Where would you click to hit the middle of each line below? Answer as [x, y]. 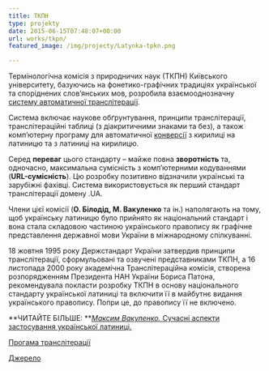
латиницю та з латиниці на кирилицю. [74, 143]
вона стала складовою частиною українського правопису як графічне [130, 227]
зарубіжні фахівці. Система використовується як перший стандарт [124, 185]
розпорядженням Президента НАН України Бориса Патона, [112, 277]
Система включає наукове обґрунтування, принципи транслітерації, [127, 117]
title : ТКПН [28, 16]
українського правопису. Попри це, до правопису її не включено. [122, 303]
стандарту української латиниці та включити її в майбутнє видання [126, 294]
